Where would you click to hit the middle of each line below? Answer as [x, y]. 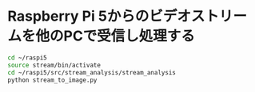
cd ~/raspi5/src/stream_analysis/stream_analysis [92, 72]
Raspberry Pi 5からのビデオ [99, 16]
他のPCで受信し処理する [115, 36]
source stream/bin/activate [54, 65]
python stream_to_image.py [52, 80]
